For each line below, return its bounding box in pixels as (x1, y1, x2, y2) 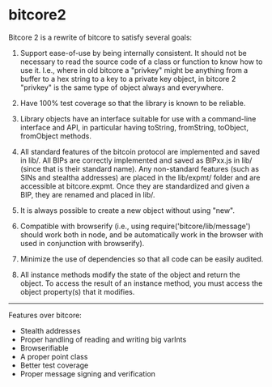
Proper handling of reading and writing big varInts (19, 334, 187, 344)
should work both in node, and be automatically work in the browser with (19, 229, 264, 240)
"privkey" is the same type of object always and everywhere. (19, 83, 224, 92)
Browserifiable (19, 342, 69, 353)
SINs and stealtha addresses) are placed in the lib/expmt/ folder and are (19, 172, 261, 182)
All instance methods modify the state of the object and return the (19, 270, 240, 279)
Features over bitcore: (8, 310, 83, 320)
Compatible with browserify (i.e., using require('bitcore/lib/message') (19, 221, 251, 231)
